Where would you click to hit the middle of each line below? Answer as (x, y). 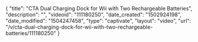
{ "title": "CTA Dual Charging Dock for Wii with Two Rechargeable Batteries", (99, 8)
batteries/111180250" (31, 33)
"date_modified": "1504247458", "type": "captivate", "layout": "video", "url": (98, 21)
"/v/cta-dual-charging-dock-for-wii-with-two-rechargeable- (79, 27)
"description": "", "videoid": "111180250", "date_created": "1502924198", (94, 15)
